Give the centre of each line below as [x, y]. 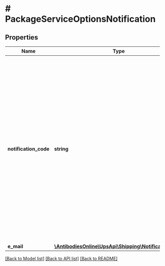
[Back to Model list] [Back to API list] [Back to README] [61, 259]
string [61, 149]
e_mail [15, 246]
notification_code [29, 149]
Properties [22, 37]
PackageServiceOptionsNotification [80, 19]
